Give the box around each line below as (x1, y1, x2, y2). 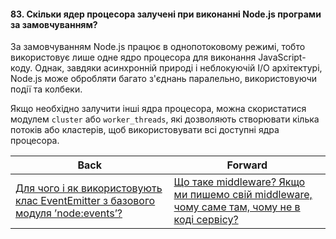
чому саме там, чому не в (173, 200, 301, 214)
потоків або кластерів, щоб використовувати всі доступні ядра (10, 124, 280, 136)
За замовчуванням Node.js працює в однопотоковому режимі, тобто (10, 41, 306, 53)
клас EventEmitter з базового (15, 194, 156, 208)
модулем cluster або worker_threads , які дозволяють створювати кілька (10, 113, 320, 125)
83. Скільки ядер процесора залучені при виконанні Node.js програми (10, 8, 322, 20)
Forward (226, 158, 268, 172)
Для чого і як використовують (15, 181, 163, 195)
